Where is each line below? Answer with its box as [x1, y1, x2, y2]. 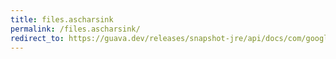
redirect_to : [10, 33, 65, 43]
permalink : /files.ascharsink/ [10, 24, 141, 34]
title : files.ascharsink [10, 14, 114, 25]
